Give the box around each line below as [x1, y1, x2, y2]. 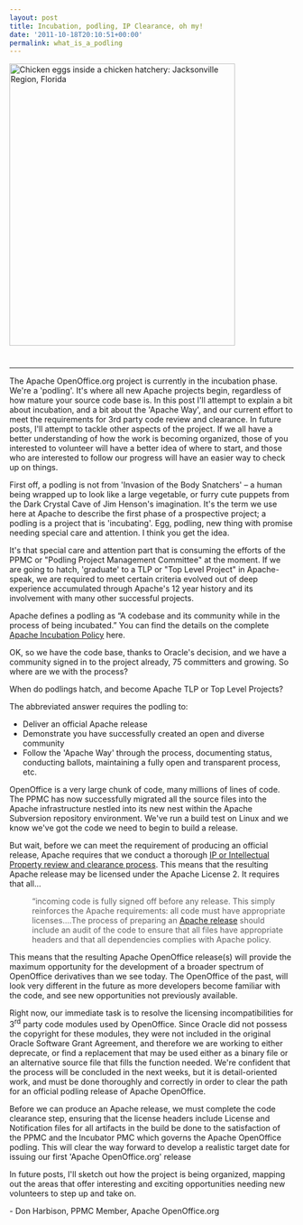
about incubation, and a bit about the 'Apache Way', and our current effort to [9, 404, 293, 415]
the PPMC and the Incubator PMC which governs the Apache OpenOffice [9, 1132, 282, 1143]
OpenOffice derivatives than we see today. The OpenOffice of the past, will [9, 971, 289, 982]
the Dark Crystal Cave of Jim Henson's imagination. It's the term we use [9, 498, 278, 510]
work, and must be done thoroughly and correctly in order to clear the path [9, 1076, 289, 1088]
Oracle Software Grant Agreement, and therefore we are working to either [9, 1038, 283, 1049]
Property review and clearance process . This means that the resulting [9, 859, 269, 870]
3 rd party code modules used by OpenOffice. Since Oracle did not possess [9, 1017, 288, 1030]
